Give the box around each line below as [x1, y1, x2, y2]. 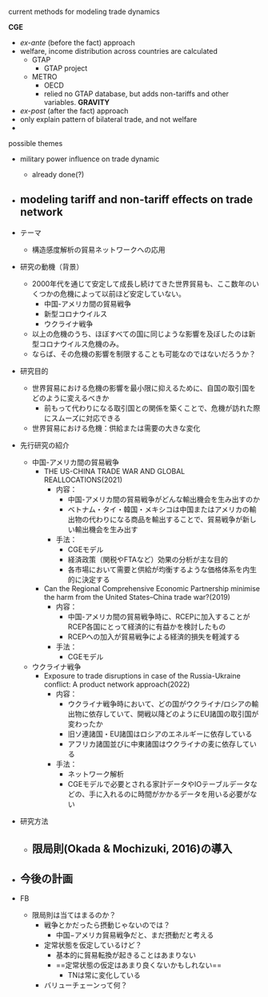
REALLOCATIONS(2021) [43, 475, 122, 484]
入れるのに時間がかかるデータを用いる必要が [102, 789, 250, 799]
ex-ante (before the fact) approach [19, 38, 135, 47]
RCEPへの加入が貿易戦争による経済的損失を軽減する [67, 631, 241, 641]
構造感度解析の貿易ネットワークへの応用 [31, 245, 166, 254]
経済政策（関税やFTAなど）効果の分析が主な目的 [67, 554, 228, 564]
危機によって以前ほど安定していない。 [59, 289, 186, 298]
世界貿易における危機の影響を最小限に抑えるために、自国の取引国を [31, 383, 256, 392]
